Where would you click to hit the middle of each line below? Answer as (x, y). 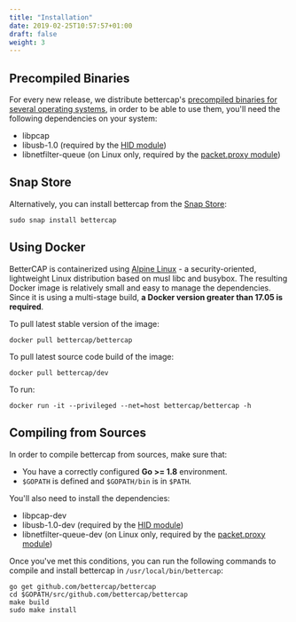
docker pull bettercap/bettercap (71, 340)
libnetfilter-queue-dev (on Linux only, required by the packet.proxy (144, 534)
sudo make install (43, 610)
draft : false (33, 34)
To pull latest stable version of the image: (84, 323)
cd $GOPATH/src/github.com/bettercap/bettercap (99, 594)
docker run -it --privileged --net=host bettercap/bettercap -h (130, 405)
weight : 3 (27, 42)
